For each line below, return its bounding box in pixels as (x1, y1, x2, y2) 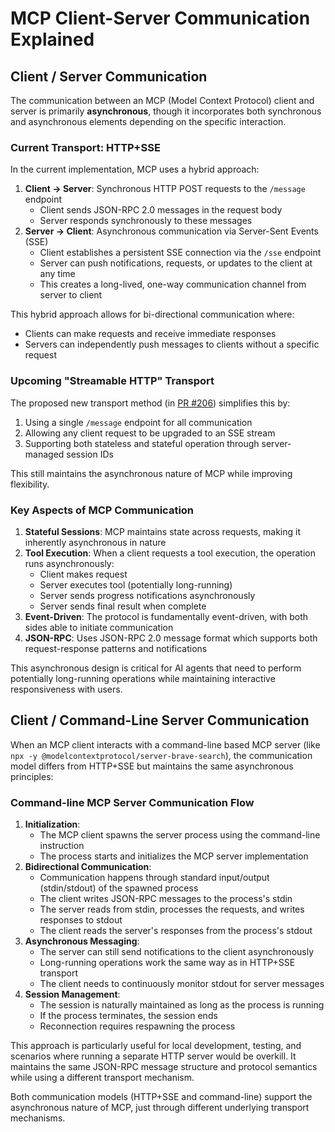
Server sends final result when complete (39, 600, 207, 612)
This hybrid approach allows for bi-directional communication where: (10, 308, 295, 321)
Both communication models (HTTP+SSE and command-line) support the (10, 1091, 313, 1102)
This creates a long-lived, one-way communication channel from (39, 278, 307, 291)
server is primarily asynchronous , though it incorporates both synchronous (10, 105, 322, 117)
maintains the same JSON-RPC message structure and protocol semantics (10, 1061, 318, 1072)
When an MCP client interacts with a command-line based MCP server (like (10, 738, 321, 751)
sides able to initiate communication (24, 621, 174, 633)
